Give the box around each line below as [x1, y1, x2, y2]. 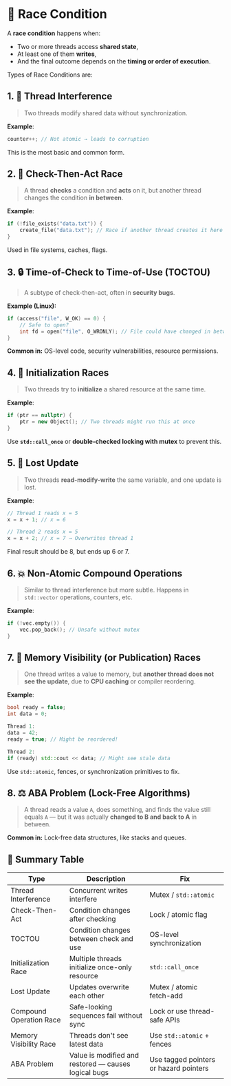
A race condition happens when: [7, 29, 101, 37]
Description [86, 874, 126, 884]
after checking [69, 914, 116, 924]
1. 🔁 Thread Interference [7, 90, 113, 102]
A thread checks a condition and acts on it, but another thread [23, 186, 201, 195]
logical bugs [69, 1068, 109, 1078]
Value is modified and [69, 1051, 140, 1060]
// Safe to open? [19, 321, 69, 329]
